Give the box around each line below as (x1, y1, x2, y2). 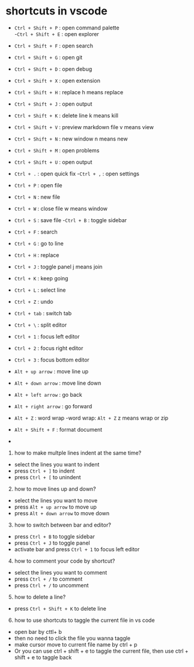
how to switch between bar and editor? (14, 521, 112, 528)
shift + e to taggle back (14, 653, 72, 661)
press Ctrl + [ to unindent (14, 473, 82, 481)
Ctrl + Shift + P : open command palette (14, 24, 120, 31)
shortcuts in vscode (5, 4, 108, 18)
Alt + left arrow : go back (14, 391, 82, 398)
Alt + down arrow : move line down (14, 379, 102, 387)
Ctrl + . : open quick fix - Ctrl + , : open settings (14, 170, 139, 177)
